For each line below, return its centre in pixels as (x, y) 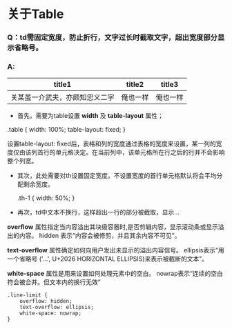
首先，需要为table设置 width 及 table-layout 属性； (90, 116)
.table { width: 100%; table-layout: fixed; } (66, 130)
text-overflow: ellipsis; (57, 308)
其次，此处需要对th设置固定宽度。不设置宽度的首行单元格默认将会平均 (117, 176)
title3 (170, 85)
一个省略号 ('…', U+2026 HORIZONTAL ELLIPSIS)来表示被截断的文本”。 (108, 259)
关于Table (36, 14)
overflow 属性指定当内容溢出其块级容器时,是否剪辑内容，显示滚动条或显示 (113, 227)
